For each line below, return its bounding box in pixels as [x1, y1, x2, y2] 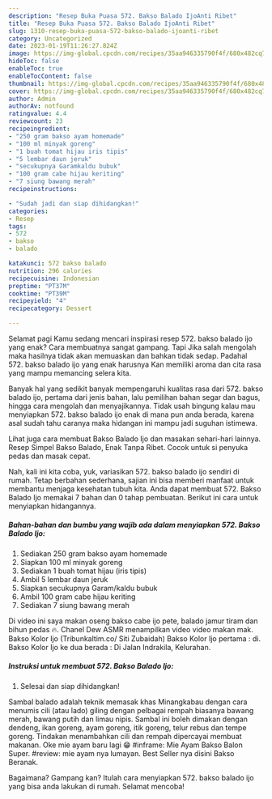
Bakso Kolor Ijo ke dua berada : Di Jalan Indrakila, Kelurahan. [8, 642, 211, 652]
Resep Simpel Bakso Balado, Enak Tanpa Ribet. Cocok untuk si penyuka [8, 443, 249, 452]
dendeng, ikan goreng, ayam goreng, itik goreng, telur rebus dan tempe [8, 722, 247, 733]
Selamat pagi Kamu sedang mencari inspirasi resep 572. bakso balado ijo [8, 334, 253, 343]
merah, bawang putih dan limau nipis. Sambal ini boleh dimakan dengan [8, 714, 249, 724]
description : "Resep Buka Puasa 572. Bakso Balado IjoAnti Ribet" [8, 11, 237, 20]
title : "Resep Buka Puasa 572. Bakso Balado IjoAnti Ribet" [8, 19, 216, 28]
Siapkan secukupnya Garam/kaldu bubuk [19, 583, 158, 593]
